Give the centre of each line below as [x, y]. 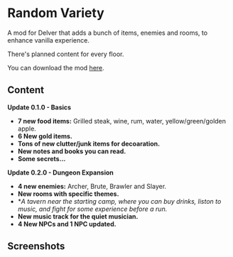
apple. [27, 128]
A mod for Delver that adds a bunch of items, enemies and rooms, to [108, 33]
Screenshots [36, 246]
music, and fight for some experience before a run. [92, 209]
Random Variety [56, 13]
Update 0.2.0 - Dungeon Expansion [60, 173]
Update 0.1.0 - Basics [39, 107]
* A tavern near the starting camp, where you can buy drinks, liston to [119, 201]
